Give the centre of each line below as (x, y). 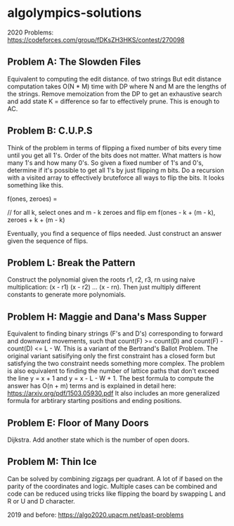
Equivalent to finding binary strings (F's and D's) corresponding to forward (115, 334)
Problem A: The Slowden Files (74, 62)
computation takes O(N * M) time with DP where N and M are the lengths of (117, 86)
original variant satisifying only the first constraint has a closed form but (111, 356)
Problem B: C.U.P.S (50, 131)
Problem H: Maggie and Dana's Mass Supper (107, 316)
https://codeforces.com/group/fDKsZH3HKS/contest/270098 (96, 39)
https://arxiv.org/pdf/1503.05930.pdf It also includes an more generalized (113, 393)
